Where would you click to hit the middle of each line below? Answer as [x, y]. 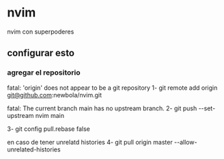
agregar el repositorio [44, 73]
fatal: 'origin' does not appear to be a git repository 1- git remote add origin [112, 88]
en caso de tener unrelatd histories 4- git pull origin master [90, 142]
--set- [207, 108]
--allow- [185, 142]
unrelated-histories [34, 149]
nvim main [50, 115]
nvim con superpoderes [41, 32]
